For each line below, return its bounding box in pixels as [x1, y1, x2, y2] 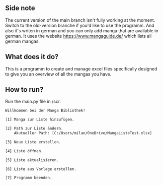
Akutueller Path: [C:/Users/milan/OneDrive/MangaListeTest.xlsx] [14, 131, 153, 136]
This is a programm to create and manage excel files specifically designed [5, 65, 158, 71]
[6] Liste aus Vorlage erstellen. [5, 166, 77, 172]
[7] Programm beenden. [5, 176, 52, 181]
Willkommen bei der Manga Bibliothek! [5, 108, 85, 113]
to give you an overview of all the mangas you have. [5, 71, 112, 77]
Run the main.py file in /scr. [5, 99, 61, 105]
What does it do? [5, 53, 59, 61]
